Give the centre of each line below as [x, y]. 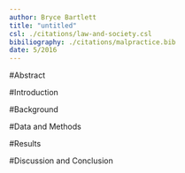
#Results [25, 144]
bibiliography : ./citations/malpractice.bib [92, 42]
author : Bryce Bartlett [53, 17]
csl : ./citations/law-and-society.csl [81, 34]
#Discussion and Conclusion [61, 161]
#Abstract [27, 75]
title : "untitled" [43, 26]
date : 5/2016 [33, 50]
